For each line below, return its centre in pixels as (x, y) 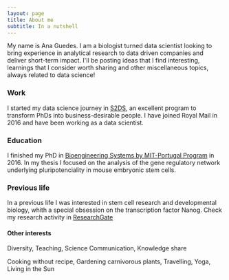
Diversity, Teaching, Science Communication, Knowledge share (97, 248)
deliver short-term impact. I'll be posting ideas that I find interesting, (103, 61)
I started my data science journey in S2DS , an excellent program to (102, 108)
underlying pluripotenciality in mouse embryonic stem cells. (92, 170)
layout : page (26, 13)
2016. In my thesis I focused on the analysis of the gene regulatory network (114, 162)
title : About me (30, 20)
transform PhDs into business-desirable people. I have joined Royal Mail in (112, 115)
